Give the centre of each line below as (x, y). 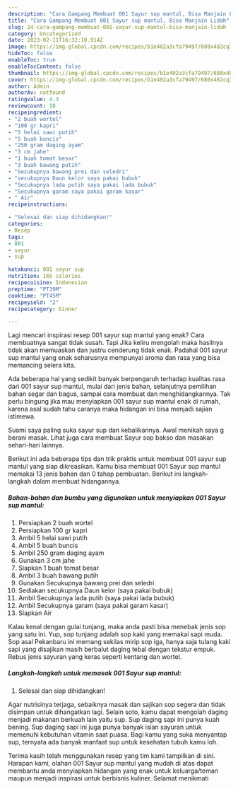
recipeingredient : (35, 112)
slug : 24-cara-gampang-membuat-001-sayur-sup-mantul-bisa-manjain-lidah (117, 27)
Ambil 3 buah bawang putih (58, 575)
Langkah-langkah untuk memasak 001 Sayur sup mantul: (95, 673)
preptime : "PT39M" (35, 289)
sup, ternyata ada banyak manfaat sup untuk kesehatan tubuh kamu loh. (113, 742)
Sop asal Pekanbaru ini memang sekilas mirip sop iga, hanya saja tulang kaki (119, 642)
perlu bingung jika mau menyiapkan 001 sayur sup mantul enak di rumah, (114, 402)
